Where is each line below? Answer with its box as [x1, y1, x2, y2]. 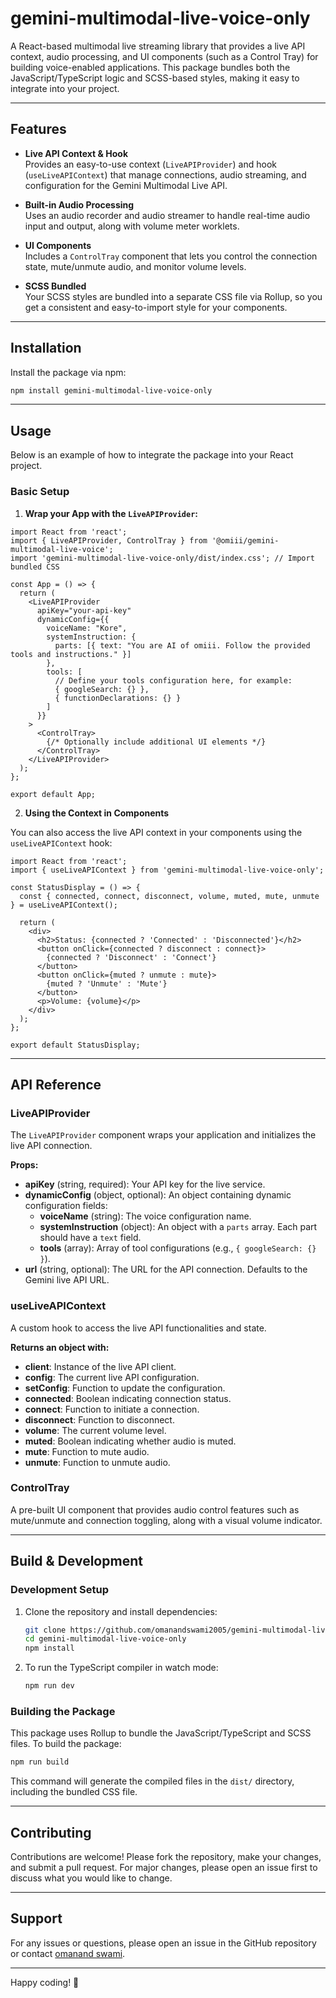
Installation [10, 340, 82, 357]
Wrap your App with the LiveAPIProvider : [24, 507, 199, 519]
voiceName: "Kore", [46, 623, 128, 633]
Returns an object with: [10, 1341, 110, 1353]
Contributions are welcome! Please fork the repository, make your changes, [10, 1851, 322, 1862]
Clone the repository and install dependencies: [24, 1605, 218, 1617]
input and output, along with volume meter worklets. [24, 220, 240, 232]
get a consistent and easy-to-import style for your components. [24, 301, 288, 313]
